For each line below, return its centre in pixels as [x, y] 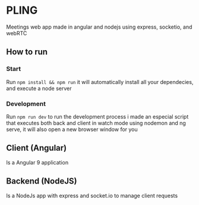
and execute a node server [39, 88]
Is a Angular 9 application [37, 162]
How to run [27, 52]
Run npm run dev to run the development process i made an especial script [97, 116]
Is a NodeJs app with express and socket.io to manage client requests [92, 195]
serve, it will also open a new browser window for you [72, 129]
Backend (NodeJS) [42, 181]
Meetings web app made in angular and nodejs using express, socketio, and [99, 27]
